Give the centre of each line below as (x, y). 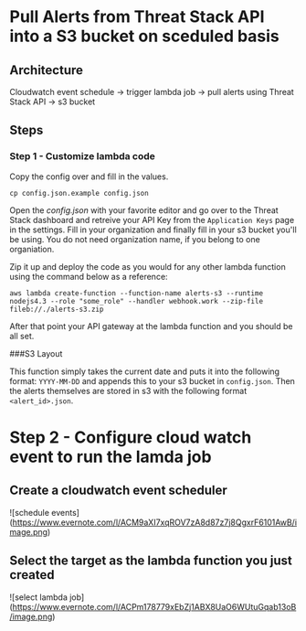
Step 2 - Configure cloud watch (131, 437)
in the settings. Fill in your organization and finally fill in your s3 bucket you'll (153, 230)
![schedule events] (45, 512)
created (32, 575)
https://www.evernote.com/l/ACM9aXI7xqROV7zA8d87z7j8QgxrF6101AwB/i (155, 522)
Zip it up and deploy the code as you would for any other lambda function (148, 266)
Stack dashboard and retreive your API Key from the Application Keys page (152, 219)
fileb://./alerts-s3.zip (57, 309)
